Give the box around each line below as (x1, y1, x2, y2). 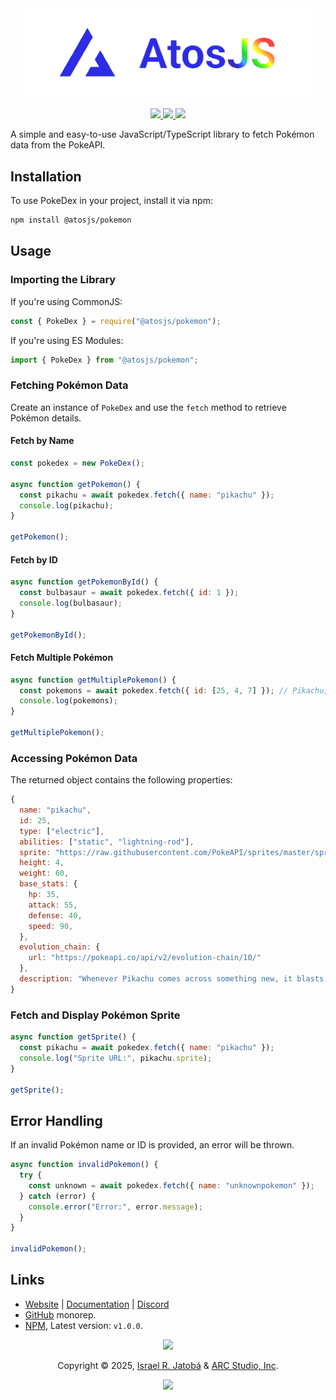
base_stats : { (19, 879, 78, 889)
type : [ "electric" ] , (19, 826, 105, 836)
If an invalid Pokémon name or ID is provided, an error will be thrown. (10, 1139, 295, 1151)
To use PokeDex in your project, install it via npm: (10, 195, 213, 207)
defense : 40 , (28, 910, 83, 921)
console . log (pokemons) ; (19, 696, 118, 706)
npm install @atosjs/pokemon (10, 215, 132, 226)
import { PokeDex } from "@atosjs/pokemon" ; (10, 355, 199, 365)
